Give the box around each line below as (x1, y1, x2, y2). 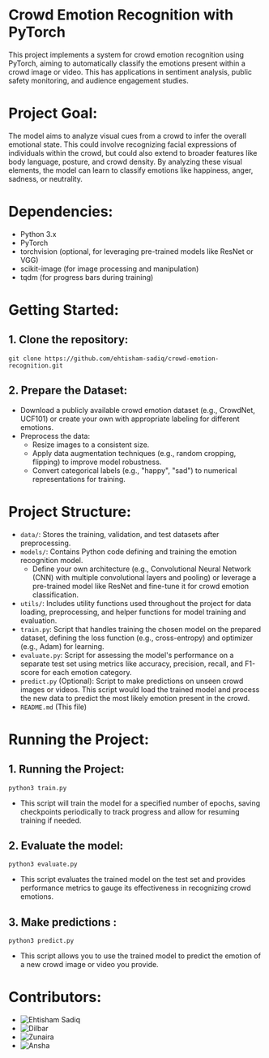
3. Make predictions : (8, 915, 117, 929)
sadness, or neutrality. (8, 174, 83, 183)
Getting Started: (8, 301, 119, 319)
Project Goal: (8, 104, 98, 123)
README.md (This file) (19, 702, 88, 712)
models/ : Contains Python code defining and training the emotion (19, 546, 237, 557)
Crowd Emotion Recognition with (8, 6, 234, 24)
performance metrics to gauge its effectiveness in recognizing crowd (19, 883, 251, 893)
